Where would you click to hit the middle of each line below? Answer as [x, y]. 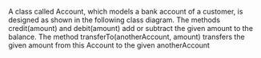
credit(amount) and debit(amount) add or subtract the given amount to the [131, 28]
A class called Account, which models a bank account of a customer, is [126, 12]
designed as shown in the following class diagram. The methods [114, 20]
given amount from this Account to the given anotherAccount [109, 45]
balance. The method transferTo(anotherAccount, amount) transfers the [127, 37]
